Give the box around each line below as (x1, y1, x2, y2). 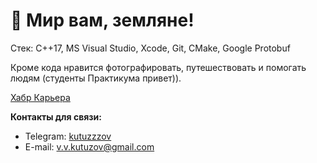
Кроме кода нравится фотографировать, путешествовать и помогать (10, 61, 307, 73)
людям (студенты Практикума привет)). (10, 72, 182, 84)
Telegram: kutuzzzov (24, 130, 112, 142)
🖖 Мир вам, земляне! (10, 9, 195, 32)
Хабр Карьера (10, 91, 71, 103)
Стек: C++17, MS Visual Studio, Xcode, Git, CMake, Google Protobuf (10, 42, 291, 54)
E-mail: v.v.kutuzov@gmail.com (24, 140, 155, 153)
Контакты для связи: (10, 110, 103, 123)
